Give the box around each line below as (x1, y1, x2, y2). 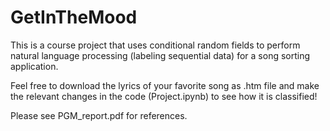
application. (10, 60, 59, 72)
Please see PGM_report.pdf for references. (10, 109, 188, 121)
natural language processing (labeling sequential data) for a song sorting (10, 49, 311, 61)
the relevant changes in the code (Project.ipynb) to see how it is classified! (10, 90, 318, 102)
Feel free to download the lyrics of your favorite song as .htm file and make (10, 79, 320, 91)
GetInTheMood (10, 6, 138, 29)
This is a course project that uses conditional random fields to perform (10, 39, 301, 51)
